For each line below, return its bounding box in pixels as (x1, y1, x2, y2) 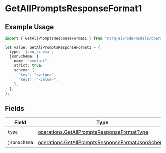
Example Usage (5, 23, 54, 31)
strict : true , (14, 63, 43, 68)
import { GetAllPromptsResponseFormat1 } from (5, 36, 103, 41)
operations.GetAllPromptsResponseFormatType (38, 128, 148, 135)
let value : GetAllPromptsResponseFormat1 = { (5, 45, 100, 50)
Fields (5, 104, 25, 113)
